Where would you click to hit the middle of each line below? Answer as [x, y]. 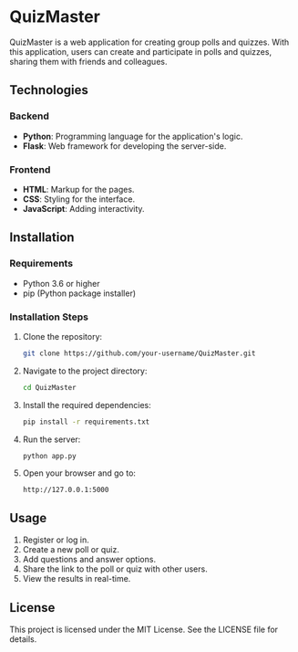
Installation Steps [49, 317]
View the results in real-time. [77, 579]
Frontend [30, 169]
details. [23, 639]
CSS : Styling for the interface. [78, 199]
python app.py [49, 456]
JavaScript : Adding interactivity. [83, 208]
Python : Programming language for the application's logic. [133, 136]
